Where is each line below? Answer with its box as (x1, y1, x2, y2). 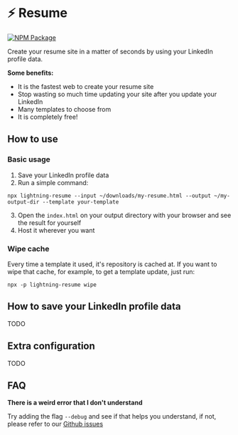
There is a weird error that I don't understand (7, 399, 143, 407)
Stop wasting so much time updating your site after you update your (17, 90, 217, 98)
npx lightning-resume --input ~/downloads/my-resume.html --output (7, 192, 212, 199)
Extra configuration (7, 340, 96, 352)
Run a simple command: (17, 178, 89, 187)
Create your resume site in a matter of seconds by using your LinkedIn (7, 47, 213, 56)
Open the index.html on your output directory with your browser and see (17, 211, 232, 219)
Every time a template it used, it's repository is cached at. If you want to (7, 260, 217, 268)
